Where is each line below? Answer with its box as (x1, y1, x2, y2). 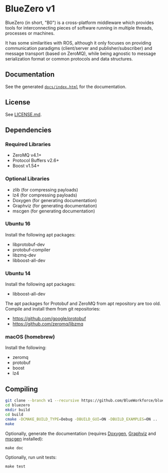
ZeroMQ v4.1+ (12, 152, 41, 158)
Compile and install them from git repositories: (5, 306, 100, 312)
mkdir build (5, 407, 30, 412)
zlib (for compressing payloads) (12, 186, 78, 192)
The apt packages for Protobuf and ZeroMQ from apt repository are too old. (5, 300, 161, 306)
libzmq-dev (12, 252, 36, 258)
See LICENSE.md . (5, 111, 42, 117)
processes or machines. (5, 30, 55, 36)
